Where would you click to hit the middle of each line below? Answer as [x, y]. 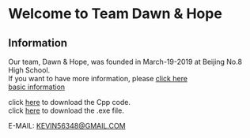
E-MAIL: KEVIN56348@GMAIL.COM [67, 126]
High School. [29, 70]
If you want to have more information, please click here [98, 78]
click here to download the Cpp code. [69, 102]
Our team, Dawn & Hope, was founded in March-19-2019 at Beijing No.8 [125, 62]
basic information [37, 87]
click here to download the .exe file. [66, 110]
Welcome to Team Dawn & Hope [116, 14]
